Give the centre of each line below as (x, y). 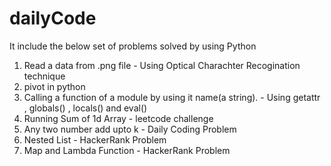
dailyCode (53, 18)
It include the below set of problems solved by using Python (133, 46)
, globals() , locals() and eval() (85, 108)
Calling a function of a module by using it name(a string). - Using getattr (172, 97)
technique (44, 76)
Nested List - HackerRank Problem (95, 139)
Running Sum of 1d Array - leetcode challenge (118, 118)
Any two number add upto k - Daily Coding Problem (130, 129)
